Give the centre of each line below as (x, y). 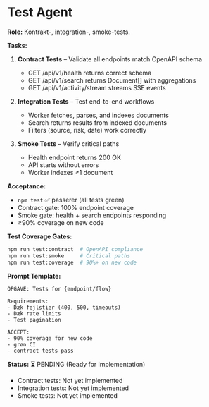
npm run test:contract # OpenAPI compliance (75, 249)
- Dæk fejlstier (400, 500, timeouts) (64, 308)
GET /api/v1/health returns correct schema (90, 73)
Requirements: (28, 301)
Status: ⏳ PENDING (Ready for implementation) (76, 364)
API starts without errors (63, 165)
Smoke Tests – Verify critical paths (68, 144)
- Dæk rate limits (34, 314)
